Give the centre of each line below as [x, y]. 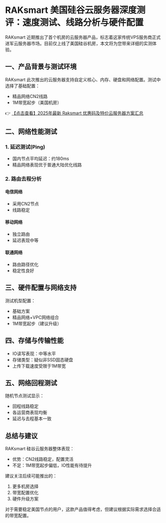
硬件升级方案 [25, 499]
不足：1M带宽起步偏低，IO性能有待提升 [52, 466]
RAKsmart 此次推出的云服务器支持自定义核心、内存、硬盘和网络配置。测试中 [83, 79]
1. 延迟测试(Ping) [25, 147]
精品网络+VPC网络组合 [36, 317]
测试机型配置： [20, 301]
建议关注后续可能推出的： [31, 476]
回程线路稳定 [25, 406]
